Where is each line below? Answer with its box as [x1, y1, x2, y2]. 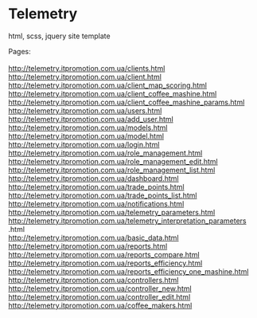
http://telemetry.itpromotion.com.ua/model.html [8, 131, 165, 140]
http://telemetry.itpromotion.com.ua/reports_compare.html [8, 249, 201, 259]
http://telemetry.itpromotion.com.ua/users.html [8, 105, 162, 116]
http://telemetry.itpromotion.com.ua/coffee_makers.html [8, 300, 193, 310]
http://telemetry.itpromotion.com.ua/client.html [8, 72, 162, 81]
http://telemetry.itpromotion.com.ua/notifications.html [8, 198, 185, 208]
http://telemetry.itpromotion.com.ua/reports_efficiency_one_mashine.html [8, 266, 249, 276]
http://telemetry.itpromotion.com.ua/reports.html [8, 241, 168, 251]
